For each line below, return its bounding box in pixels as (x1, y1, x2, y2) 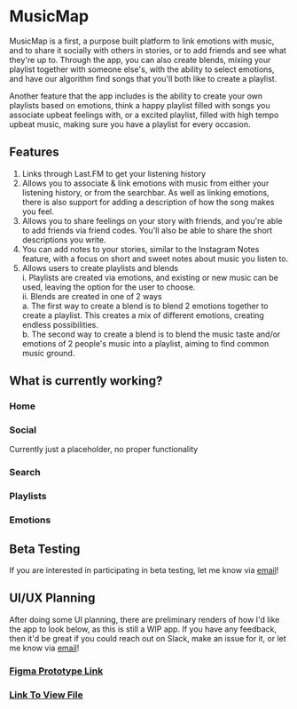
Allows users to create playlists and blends (21, 262, 179, 273)
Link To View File (9, 689, 83, 701)
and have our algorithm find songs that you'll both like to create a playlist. (9, 73, 277, 84)
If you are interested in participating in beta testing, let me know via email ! (9, 564, 279, 575)
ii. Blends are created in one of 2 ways (21, 291, 162, 301)
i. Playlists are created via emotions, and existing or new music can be (21, 272, 279, 283)
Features (9, 145, 59, 160)
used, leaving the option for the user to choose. (21, 282, 196, 292)
